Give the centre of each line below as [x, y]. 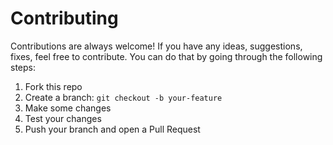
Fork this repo [53, 86]
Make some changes [68, 108]
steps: [23, 67]
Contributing [64, 18]
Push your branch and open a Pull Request [112, 129]
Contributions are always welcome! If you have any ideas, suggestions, [156, 46]
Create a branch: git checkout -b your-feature [123, 97]
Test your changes [63, 118]
